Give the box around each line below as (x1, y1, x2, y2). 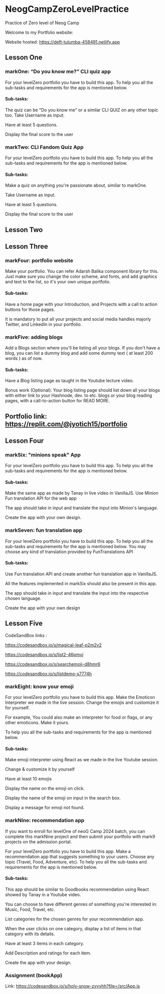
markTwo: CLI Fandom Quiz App (5, 143, 84, 150)
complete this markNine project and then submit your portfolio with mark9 (5, 833, 155, 839)
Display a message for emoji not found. (5, 805, 85, 811)
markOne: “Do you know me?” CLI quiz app (5, 68, 111, 75)
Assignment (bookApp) (5, 972, 63, 979)
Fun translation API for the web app (5, 495, 77, 501)
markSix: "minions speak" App (5, 451, 81, 458)
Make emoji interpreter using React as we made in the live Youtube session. (5, 757, 159, 763)
